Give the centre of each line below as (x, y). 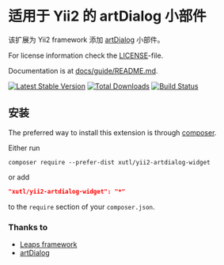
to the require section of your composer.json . (82, 206)
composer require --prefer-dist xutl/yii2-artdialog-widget (110, 162)
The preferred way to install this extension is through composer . (112, 132)
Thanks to (28, 227)
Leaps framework (48, 244)
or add (19, 177)
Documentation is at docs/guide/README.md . (83, 70)
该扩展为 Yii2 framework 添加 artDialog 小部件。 (86, 40)
